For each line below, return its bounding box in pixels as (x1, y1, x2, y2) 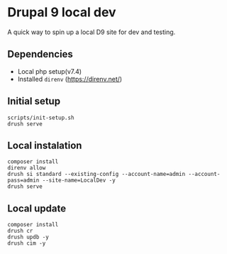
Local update (7, 202, 66, 214)
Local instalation (7, 139, 82, 151)
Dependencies (7, 48, 73, 60)
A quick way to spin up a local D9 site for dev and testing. (7, 28, 176, 36)
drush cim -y (7, 240, 46, 247)
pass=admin (7, 177, 40, 184)
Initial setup (7, 95, 61, 107)
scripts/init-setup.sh (7, 114, 74, 121)
